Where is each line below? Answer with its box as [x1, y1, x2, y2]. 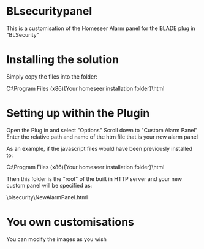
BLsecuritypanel [6, 4, 93, 18]
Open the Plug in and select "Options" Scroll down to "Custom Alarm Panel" [6, 126, 198, 134]
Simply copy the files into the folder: [6, 72, 98, 80]
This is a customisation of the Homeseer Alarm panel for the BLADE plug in [6, 25, 196, 32]
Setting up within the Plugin [6, 106, 150, 120]
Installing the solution [6, 53, 119, 67]
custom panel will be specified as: [6, 182, 93, 189]
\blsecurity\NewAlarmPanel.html [6, 193, 88, 201]
